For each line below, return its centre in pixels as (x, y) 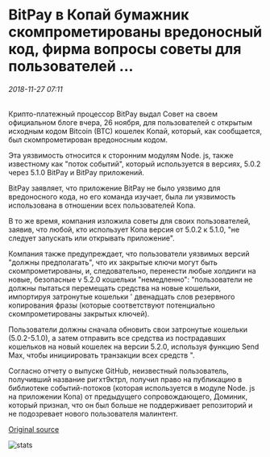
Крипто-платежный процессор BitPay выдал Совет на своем (113, 114)
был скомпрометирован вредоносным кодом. (88, 140)
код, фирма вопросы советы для (125, 49)
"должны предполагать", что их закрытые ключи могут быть (113, 262)
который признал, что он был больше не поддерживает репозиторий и (131, 405)
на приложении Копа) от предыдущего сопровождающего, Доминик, (128, 396)
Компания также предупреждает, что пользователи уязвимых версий (129, 254)
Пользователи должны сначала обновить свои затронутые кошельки (128, 329)
